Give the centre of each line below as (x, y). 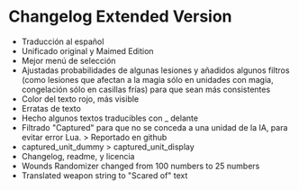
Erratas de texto (51, 108)
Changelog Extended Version (120, 17)
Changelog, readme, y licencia (78, 156)
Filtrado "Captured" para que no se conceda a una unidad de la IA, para (154, 127)
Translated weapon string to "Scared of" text (104, 175)
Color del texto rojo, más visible (80, 99)
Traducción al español (63, 41)
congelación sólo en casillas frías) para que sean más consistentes (146, 89)
